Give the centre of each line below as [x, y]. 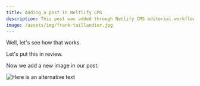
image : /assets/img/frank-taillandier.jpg [60, 25]
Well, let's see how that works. [44, 43]
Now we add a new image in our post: [53, 66]
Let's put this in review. [35, 54]
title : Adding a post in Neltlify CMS [54, 12]
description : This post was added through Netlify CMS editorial [89, 19]
